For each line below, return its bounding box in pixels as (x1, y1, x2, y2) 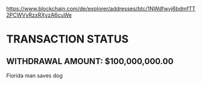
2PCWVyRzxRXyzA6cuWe (6, 11, 72, 19)
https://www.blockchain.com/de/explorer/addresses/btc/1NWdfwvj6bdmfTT (6, 5, 196, 12)
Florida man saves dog (6, 72, 63, 79)
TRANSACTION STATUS (6, 32, 129, 46)
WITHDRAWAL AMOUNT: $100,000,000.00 (6, 56, 174, 66)
